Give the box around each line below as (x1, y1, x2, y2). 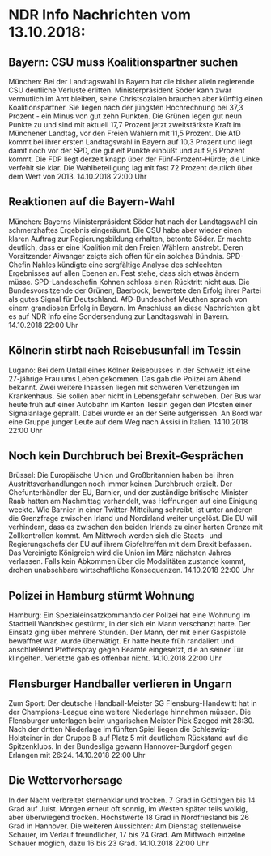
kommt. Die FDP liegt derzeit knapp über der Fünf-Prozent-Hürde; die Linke (8, 154, 260, 164)
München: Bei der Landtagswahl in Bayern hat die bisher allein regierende (8, 77, 255, 86)
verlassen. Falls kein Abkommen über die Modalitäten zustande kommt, (8, 557, 247, 566)
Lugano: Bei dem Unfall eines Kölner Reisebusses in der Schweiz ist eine (8, 365, 251, 375)
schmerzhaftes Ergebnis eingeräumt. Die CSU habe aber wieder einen (8, 225, 243, 234)
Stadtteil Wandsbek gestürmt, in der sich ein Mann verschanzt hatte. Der (8, 619, 251, 629)
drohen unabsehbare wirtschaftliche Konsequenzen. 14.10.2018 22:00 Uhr (8, 566, 255, 575)
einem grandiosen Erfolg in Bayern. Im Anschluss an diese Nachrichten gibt (8, 303, 260, 312)
